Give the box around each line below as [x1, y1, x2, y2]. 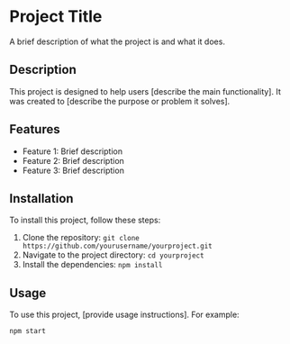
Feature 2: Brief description [22, 155, 124, 166]
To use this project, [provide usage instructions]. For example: [9, 309, 240, 321]
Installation [9, 191, 74, 206]
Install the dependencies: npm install [22, 259, 163, 270]
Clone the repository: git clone [22, 232, 140, 243]
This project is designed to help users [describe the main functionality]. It [9, 86, 281, 96]
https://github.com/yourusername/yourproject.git [22, 241, 213, 251]
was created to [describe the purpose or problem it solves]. [9, 95, 231, 106]
